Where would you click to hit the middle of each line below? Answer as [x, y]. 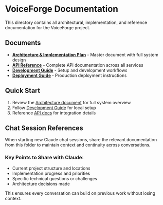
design [19, 60]
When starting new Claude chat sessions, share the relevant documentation [81, 140]
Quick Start [23, 91]
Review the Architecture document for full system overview [72, 102]
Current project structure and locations [51, 168]
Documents [23, 43]
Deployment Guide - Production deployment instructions [69, 75]
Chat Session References [44, 128]
